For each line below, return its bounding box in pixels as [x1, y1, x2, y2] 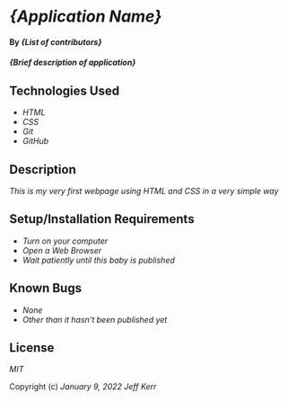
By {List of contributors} [9, 36, 102, 47]
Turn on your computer [22, 236, 109, 246]
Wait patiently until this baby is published [22, 254, 175, 265]
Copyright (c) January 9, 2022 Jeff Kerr [9, 381, 157, 392]
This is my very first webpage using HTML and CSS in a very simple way [9, 186, 279, 196]
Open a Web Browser [22, 245, 102, 255]
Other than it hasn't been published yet [22, 314, 168, 325]
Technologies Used [9, 83, 119, 98]
